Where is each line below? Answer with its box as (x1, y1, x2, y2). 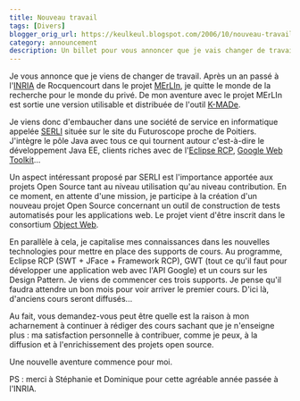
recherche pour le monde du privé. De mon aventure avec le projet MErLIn (9, 90, 283, 101)
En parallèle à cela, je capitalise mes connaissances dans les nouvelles (9, 237, 271, 247)
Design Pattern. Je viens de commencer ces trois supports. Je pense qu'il (9, 274, 282, 286)
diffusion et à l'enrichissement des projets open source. (9, 339, 214, 350)
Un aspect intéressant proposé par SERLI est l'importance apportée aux (9, 171, 274, 183)
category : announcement (9, 38, 98, 47)
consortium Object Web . (9, 220, 99, 230)
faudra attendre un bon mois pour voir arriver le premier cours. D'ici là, (9, 284, 270, 295)
